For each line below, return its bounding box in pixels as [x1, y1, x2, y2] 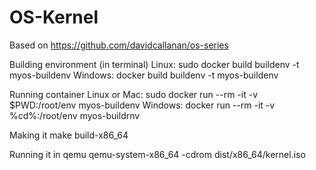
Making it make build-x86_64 [9, 129, 129, 141]
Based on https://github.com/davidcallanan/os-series [9, 39, 229, 51]
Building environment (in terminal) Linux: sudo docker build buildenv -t [9, 58, 300, 70]
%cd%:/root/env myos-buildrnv [9, 109, 141, 121]
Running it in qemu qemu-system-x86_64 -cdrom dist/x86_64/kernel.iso [9, 148, 306, 160]
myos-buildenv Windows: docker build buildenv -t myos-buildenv [9, 69, 279, 81]
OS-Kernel [9, 6, 99, 29]
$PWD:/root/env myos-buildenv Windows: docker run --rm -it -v [9, 99, 276, 111]
